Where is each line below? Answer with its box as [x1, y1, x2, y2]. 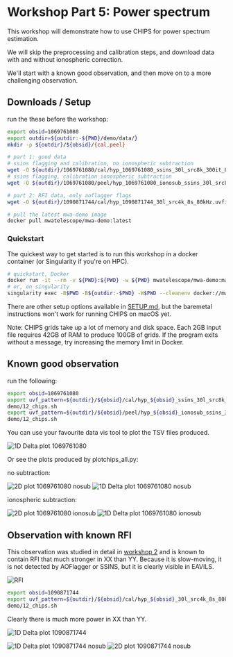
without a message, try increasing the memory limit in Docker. [7, 338, 184, 347]
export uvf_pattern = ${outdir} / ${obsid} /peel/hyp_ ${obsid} [7, 409, 178, 417]
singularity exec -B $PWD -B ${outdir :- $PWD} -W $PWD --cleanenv [7, 290, 191, 297]
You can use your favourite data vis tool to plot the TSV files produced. [7, 429, 210, 437]
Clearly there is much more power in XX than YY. [7, 615, 147, 623]
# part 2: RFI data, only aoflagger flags [7, 192, 132, 199]
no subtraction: [7, 469, 51, 477]
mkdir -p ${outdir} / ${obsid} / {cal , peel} [7, 141, 126, 148]
